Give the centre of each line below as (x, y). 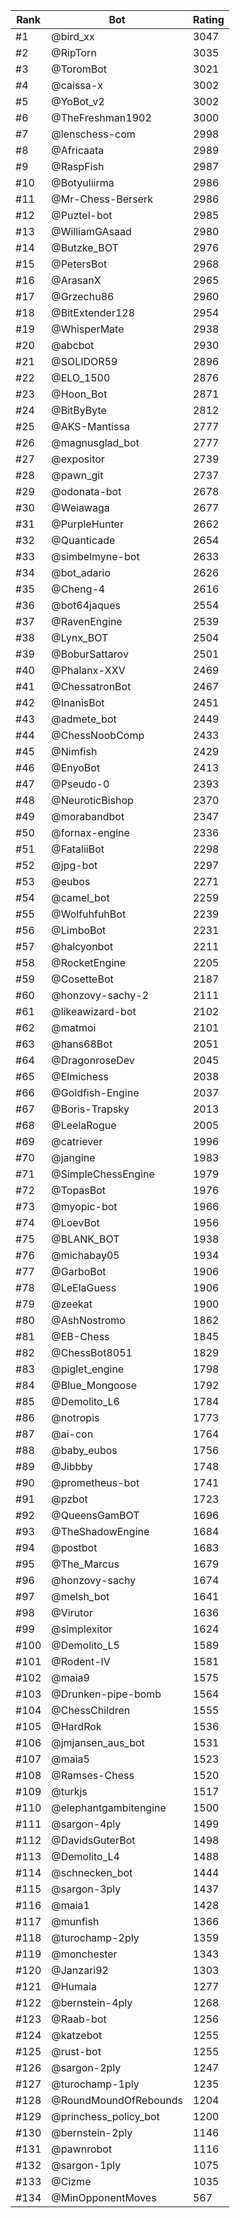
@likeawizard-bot (94, 1011)
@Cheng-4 (78, 589)
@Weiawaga (80, 507)
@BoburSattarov (90, 654)
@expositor (78, 459)
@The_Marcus (85, 1564)
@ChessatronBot (91, 686)
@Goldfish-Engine (95, 1092)
